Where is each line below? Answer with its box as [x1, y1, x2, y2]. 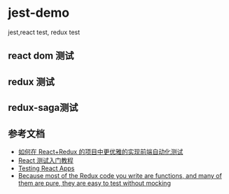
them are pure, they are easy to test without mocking [18, 179, 171, 187]
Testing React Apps [18, 164, 75, 172]
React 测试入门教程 [18, 156, 74, 165]
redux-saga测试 [8, 102, 78, 114]
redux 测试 [8, 75, 55, 88]
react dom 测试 [8, 50, 74, 62]
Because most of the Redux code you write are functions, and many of [18, 171, 223, 179]
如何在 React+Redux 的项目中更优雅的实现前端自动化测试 [18, 147, 183, 156]
